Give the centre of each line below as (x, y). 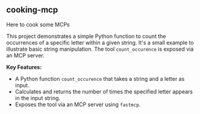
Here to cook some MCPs (38, 24)
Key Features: (24, 67)
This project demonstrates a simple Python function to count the (86, 36)
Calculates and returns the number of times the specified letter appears (104, 91)
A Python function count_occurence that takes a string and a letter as (100, 78)
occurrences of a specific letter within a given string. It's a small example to (100, 42)
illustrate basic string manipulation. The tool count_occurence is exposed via (100, 49)
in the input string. (38, 98)
